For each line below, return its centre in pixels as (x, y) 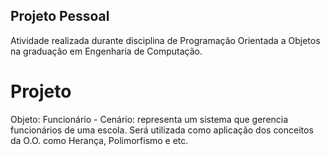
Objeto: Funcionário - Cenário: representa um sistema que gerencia (149, 119)
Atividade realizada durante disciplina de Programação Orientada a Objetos (165, 40)
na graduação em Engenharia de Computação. (106, 51)
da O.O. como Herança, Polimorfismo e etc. (99, 140)
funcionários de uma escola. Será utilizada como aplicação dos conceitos (162, 130)
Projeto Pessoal (60, 16)
